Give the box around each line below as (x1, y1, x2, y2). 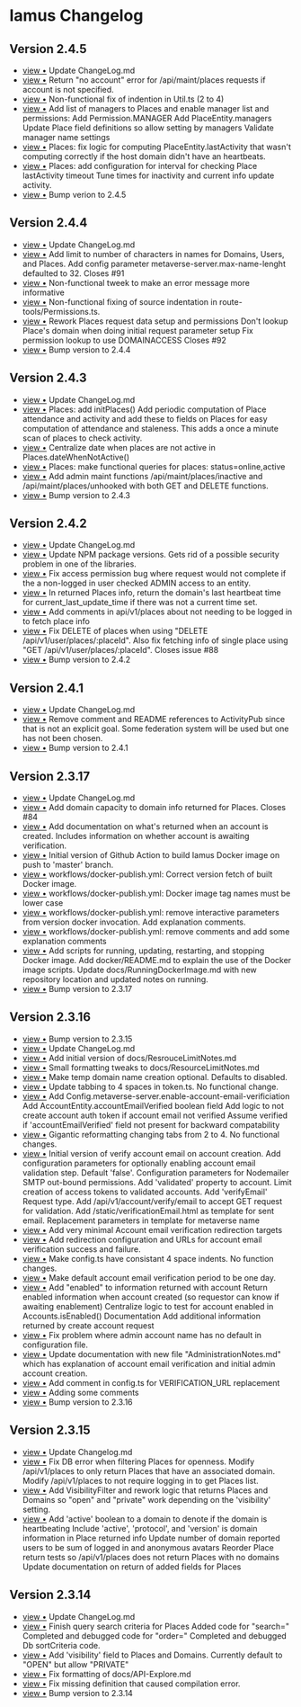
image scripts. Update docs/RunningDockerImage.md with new (22, 964, 258, 976)
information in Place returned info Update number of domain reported (22, 1533, 280, 1543)
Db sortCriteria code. (22, 1640, 101, 1650)
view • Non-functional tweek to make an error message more (22, 277, 250, 288)
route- (218, 296, 243, 307)
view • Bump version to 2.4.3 (22, 489, 131, 500)
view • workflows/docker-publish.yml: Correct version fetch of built (22, 869, 273, 880)
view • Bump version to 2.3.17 (22, 984, 133, 995)
